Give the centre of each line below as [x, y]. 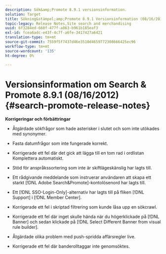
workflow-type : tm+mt [27, 46]
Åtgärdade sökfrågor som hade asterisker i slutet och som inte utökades [86, 128]
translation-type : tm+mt [31, 38]
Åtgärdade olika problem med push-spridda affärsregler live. [74, 237]
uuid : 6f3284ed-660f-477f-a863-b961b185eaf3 [52, 28]
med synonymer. [29, 134]
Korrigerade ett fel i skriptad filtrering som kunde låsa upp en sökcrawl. [84, 207]
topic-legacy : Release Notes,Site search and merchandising [68, 23]
